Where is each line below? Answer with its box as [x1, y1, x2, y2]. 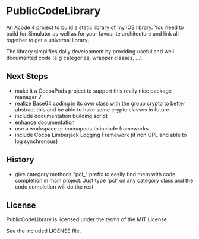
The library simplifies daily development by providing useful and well [6, 47, 174, 55]
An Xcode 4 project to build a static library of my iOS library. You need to [6, 24, 184, 31]
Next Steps [6, 71, 48, 81]
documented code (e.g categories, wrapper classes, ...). [6, 54, 144, 61]
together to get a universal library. [6, 36, 89, 43]
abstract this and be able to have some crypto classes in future [14, 106, 169, 113]
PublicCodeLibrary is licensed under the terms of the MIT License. [6, 216, 169, 223]
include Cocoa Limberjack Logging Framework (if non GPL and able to [14, 131, 187, 138]
